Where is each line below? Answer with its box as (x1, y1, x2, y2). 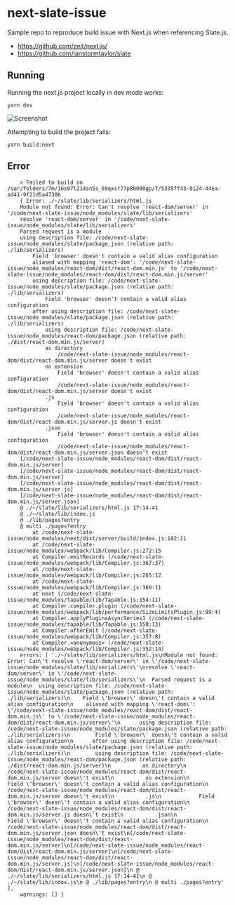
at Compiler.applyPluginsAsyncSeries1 (32, 615, 146, 622)
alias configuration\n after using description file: (7, 737, 184, 744)
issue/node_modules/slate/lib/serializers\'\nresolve (7, 664, 168, 671)
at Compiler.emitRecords (32, 553, 105, 561)
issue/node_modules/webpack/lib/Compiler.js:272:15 (7, 547, 161, 554)
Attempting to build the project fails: (7, 128, 111, 136)
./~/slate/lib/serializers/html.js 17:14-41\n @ (7, 872, 152, 880)
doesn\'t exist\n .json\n (73, 811, 177, 818)
